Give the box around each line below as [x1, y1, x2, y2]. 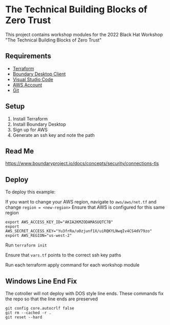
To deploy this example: [5, 189, 56, 195]
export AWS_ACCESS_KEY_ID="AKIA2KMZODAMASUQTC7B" [5, 219, 114, 225]
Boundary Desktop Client [12, 71, 66, 77]
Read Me [5, 147, 34, 155]
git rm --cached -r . [5, 310, 52, 315]
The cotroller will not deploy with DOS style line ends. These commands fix [5, 291, 164, 296]
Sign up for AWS [12, 127, 48, 133]
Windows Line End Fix [5, 277, 77, 286]
